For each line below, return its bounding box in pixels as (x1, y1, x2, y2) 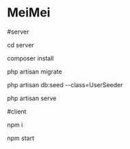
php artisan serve (7, 94, 57, 102)
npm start (7, 134, 35, 142)
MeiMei (7, 5, 51, 21)
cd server (7, 41, 34, 49)
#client (7, 107, 27, 115)
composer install (7, 54, 54, 62)
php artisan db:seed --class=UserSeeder (7, 80, 123, 89)
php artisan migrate (7, 67, 63, 76)
